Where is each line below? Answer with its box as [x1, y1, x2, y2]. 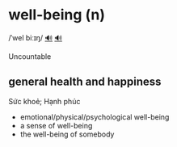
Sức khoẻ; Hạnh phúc [8, 96, 81, 106]
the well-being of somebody [19, 129, 115, 139]
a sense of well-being [19, 120, 93, 130]
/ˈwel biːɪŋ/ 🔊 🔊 [8, 32, 63, 42]
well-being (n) [8, 6, 106, 24]
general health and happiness [8, 75, 162, 89]
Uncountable [8, 51, 52, 61]
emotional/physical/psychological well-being [19, 111, 170, 122]
